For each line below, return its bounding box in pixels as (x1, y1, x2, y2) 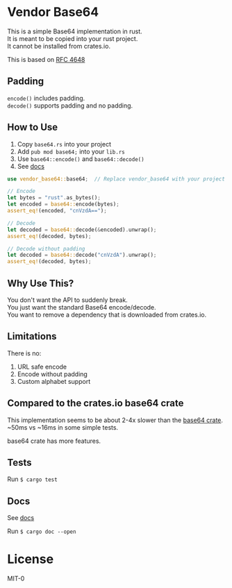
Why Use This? (7, 277, 74, 289)
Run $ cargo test (7, 475, 58, 483)
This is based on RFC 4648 (7, 55, 85, 63)
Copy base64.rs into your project (17, 140, 111, 148)
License (7, 551, 54, 567)
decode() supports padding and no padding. (7, 101, 133, 110)
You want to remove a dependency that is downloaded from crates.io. (7, 310, 207, 319)
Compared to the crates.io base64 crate (7, 397, 184, 410)
